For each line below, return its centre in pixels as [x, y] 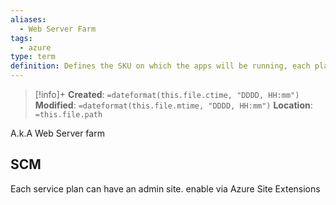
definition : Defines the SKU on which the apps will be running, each [160, 66]
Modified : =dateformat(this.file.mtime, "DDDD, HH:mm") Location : [173, 105]
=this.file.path [68, 115]
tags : [21, 38]
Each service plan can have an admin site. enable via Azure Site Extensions [165, 188]
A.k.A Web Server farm [57, 133]
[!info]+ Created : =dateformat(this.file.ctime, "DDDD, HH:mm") [167, 94]
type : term [33, 57]
